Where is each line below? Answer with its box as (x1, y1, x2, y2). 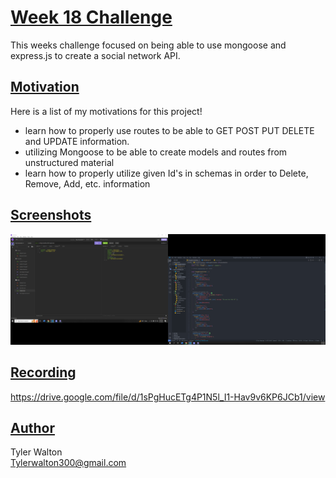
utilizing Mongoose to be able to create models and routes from (24, 146, 288, 158)
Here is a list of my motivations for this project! (10, 105, 203, 117)
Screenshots (10, 207, 92, 224)
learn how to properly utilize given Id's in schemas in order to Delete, (24, 167, 309, 179)
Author (10, 419, 55, 436)
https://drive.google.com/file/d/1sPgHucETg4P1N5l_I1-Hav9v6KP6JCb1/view (10, 391, 326, 403)
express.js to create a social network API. (10, 49, 181, 61)
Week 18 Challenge (10, 6, 173, 29)
